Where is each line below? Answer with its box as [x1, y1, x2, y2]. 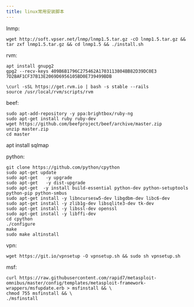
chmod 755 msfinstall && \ [6, 290, 73, 296]
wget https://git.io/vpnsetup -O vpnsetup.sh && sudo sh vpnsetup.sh [6, 253, 181, 259]
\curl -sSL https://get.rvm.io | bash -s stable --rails [6, 84, 149, 90]
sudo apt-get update [6, 169, 57, 176]
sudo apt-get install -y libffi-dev [6, 210, 96, 217]
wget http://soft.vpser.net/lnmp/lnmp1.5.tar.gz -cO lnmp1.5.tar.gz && [6, 36, 186, 42]
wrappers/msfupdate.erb [6, 285, 65, 291]
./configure [6, 221, 35, 227]
